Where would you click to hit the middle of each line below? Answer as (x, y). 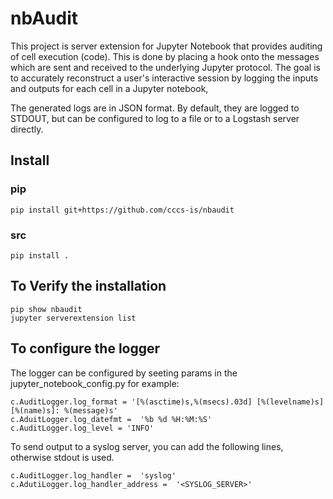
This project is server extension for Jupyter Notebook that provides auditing (166, 46)
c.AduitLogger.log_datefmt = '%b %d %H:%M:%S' (111, 419)
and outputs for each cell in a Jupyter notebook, (109, 88)
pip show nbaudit (46, 309)
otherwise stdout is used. (62, 457)
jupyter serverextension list (73, 318)
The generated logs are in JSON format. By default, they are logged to (155, 108)
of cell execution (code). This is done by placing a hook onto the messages (165, 56)
